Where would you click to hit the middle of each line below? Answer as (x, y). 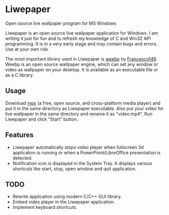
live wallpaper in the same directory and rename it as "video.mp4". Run (79, 114)
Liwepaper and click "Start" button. (42, 119)
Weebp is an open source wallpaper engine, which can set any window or (82, 64)
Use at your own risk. (27, 49)
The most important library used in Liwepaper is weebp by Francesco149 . (81, 59)
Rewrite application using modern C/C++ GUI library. (67, 197)
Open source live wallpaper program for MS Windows (61, 23)
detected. (22, 158)
